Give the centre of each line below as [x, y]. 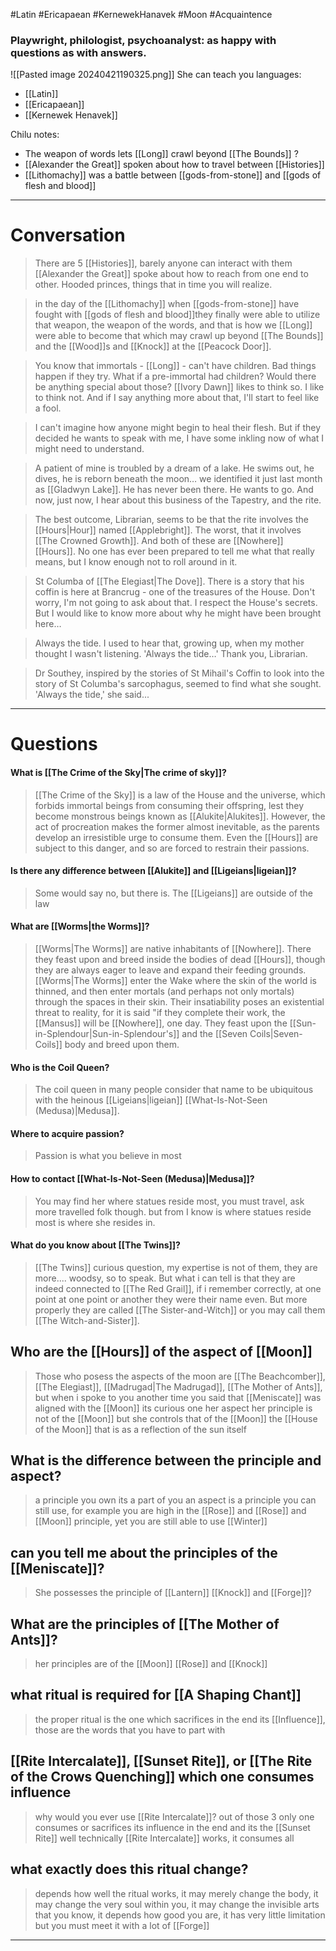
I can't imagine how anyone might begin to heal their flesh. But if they [178, 428]
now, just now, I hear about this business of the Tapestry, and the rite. [178, 500]
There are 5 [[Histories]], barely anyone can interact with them [163, 263]
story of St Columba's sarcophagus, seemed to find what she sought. [178, 684]
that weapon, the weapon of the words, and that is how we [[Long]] [173, 325]
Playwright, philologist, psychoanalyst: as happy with [143, 40]
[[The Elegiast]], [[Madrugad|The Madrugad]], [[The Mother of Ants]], [178, 1386]
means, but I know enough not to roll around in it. [136, 562]
